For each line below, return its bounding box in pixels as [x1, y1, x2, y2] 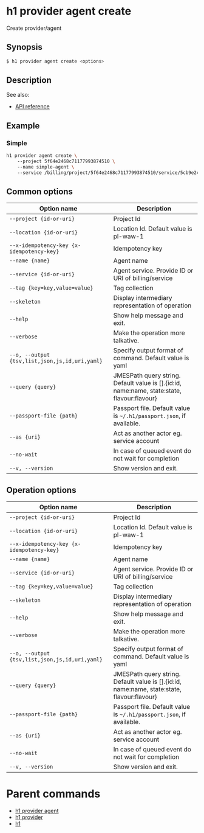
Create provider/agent [6, 24, 62, 32]
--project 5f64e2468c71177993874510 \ [17, 158, 115, 164]
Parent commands [6, 787, 101, 801]
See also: [6, 91, 30, 99]
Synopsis [6, 42, 42, 52]
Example [6, 120, 40, 131]
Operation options [6, 485, 76, 495]
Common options [6, 187, 73, 197]
